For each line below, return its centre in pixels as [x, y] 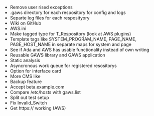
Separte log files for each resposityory [50, 18]
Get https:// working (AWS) [38, 108]
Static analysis [25, 60]
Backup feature [26, 81]
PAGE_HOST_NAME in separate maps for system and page [71, 44]
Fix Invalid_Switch [28, 103]
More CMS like [25, 76]
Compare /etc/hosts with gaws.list [45, 92]
